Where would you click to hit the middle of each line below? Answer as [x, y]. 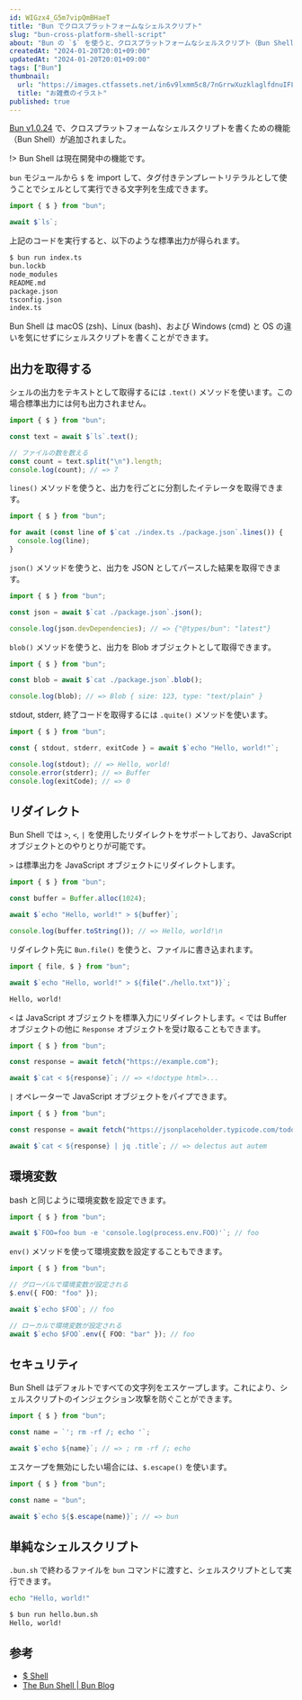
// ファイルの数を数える [49, 453]
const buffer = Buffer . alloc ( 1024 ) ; [78, 899]
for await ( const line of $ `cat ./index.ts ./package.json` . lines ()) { [146, 532]
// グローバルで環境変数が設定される [69, 1285]
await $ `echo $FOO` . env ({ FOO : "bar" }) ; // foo [102, 1334]
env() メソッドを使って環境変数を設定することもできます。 [118, 1251]
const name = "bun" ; [48, 1500]
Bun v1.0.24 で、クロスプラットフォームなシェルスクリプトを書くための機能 [150, 128]
